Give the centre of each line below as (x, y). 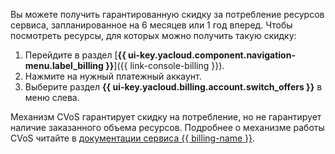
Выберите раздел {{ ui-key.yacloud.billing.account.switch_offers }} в (173, 87)
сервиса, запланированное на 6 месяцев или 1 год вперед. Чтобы (151, 25)
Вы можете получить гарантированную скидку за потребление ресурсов (167, 14)
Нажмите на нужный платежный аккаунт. (113, 76)
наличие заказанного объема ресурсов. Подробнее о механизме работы (167, 127)
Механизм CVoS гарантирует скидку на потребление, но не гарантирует (166, 117)
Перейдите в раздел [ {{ (75, 55)
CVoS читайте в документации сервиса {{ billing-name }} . (133, 138)
